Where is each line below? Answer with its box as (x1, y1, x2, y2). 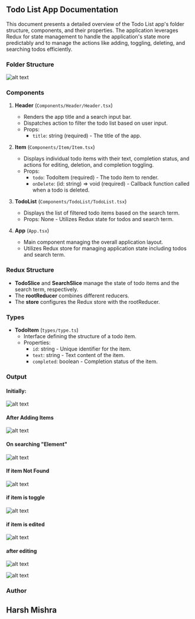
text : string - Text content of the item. (32, 352, 125, 358)
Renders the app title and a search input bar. (23, 114, 132, 121)
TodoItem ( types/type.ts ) (14, 326, 79, 333)
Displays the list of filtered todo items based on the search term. (23, 209, 180, 216)
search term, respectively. (14, 286, 79, 293)
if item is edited (6, 520, 45, 528)
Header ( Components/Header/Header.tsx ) (14, 102, 113, 109)
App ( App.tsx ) (14, 227, 50, 234)
